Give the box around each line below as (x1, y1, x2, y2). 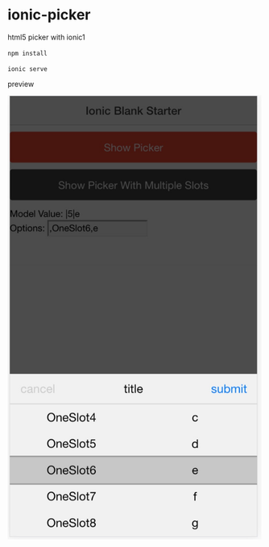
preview (7, 79, 35, 89)
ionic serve (7, 64, 48, 73)
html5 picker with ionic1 (7, 32, 85, 42)
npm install (7, 49, 48, 57)
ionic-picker (7, 6, 91, 24)
